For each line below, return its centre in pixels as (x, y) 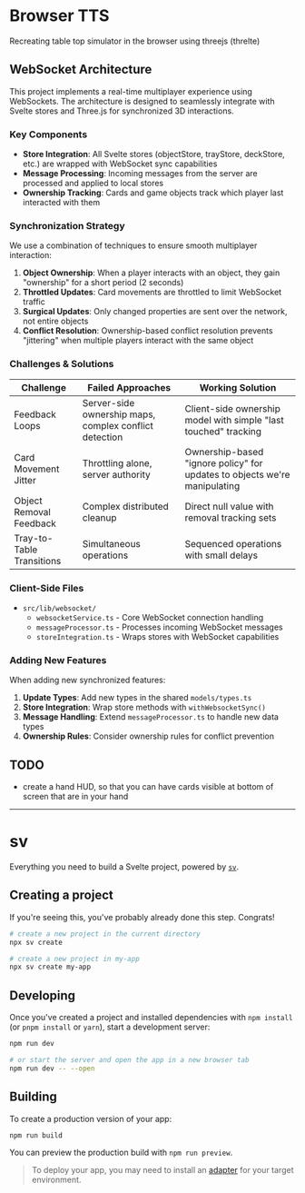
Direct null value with (229, 506)
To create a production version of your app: (91, 1118)
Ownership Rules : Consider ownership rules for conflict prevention (148, 736)
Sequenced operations (233, 543)
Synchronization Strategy (67, 225)
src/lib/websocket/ (59, 608)
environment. (56, 1180)
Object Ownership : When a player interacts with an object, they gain (151, 273)
